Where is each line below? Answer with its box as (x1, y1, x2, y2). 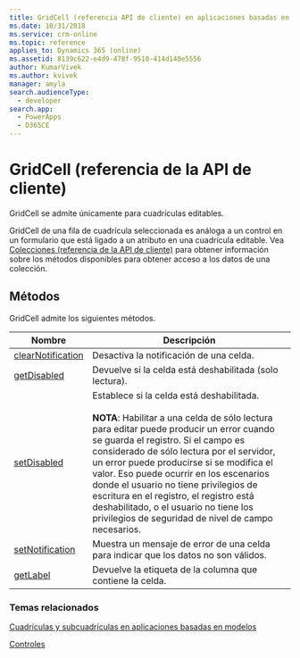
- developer (17, 96, 62, 105)
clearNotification (13, 349, 84, 362)
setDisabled (13, 456, 64, 469)
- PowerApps (17, 112, 62, 121)
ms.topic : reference (9, 37, 87, 47)
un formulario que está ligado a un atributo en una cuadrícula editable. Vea (9, 234, 284, 246)
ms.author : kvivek (9, 71, 78, 80)
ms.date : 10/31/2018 (9, 21, 87, 30)
